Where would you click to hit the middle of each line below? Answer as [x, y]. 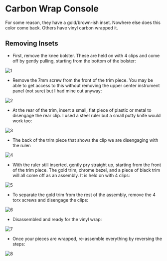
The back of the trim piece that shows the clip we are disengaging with [85, 140]
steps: [19, 244]
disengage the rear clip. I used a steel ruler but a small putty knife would [86, 115]
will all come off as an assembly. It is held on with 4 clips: [71, 175]
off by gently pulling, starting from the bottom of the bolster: [74, 61]
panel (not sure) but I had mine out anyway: [57, 91]
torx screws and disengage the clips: [50, 200]
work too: [22, 121]
